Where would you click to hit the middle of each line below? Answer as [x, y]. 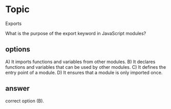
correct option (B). [25, 101]
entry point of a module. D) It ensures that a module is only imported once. [84, 72]
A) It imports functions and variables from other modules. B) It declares [80, 62]
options [18, 49]
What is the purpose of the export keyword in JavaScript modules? [76, 33]
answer [17, 88]
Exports [14, 23]
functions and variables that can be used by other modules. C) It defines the [86, 67]
